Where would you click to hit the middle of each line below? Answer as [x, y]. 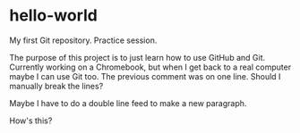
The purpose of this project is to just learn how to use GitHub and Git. [137, 57]
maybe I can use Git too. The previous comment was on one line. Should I [145, 76]
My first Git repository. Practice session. [83, 40]
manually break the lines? [56, 86]
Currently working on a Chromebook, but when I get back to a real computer [150, 67]
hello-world [54, 16]
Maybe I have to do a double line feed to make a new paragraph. [128, 103]
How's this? [31, 121]
